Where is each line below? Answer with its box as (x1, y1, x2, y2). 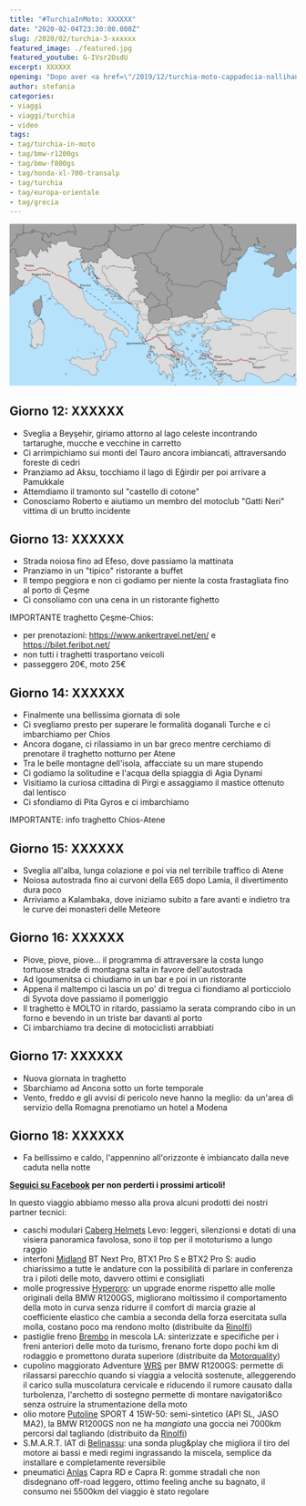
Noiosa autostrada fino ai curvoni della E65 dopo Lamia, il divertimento (22, 875, 289, 885)
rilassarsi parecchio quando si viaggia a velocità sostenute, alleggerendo (22, 1370, 296, 1381)
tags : (9, 130, 30, 139)
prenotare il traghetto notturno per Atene (22, 748, 176, 759)
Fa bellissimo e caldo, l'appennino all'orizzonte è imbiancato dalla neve (22, 1152, 290, 1163)
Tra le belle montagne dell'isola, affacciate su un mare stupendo (22, 758, 264, 769)
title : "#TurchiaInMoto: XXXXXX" (9, 15, 137, 24)
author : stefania (9, 82, 76, 91)
